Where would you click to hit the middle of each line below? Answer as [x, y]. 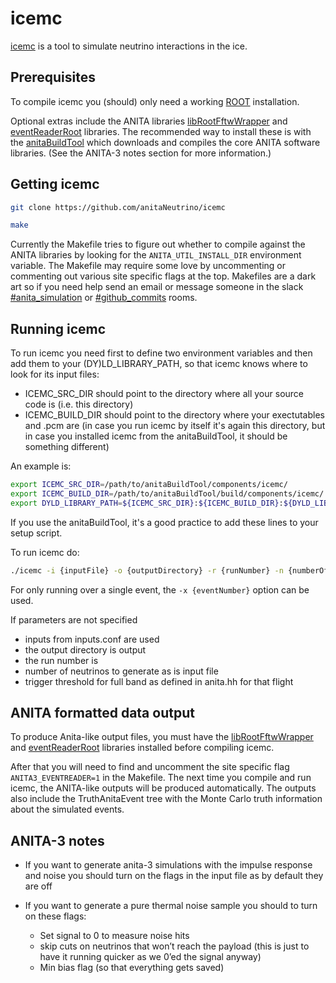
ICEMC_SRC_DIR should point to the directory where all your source [164, 394]
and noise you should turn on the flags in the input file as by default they [174, 876]
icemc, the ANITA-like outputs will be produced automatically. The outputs [163, 788]
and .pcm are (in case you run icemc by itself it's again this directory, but [175, 426]
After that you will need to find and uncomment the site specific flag [150, 767]
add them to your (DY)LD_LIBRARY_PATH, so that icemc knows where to [159, 364]
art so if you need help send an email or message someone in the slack [157, 287]
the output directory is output [85, 649]
